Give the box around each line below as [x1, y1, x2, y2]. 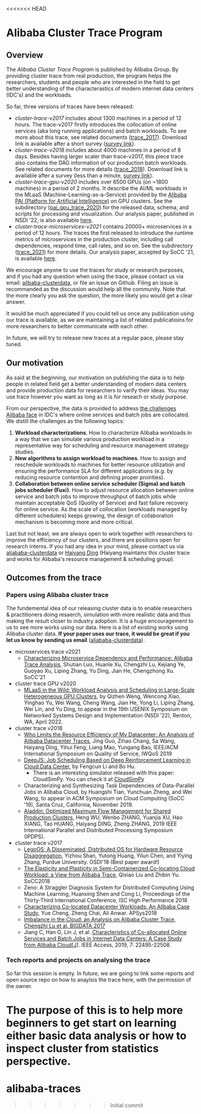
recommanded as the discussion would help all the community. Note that [6, 286, 186, 293]
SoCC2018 [23, 877, 51, 884]
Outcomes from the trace [6, 573, 102, 583]
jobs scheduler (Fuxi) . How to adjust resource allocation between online [14, 486, 194, 494]
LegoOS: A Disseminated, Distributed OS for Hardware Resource [23, 845, 184, 852]
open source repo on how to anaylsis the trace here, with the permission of [6, 976, 191, 983]
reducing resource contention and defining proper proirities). [14, 473, 165, 481]
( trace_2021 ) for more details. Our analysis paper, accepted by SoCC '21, [14, 248, 194, 256]
